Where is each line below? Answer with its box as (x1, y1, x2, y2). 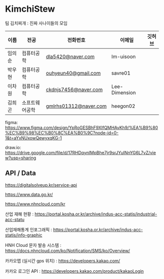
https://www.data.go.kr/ (5, 192, 53, 197)
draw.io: (5, 144, 21, 150)
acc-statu (5, 216, 25, 222)
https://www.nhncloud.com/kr (5, 201, 66, 207)
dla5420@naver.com (46, 53, 95, 60)
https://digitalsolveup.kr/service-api (5, 182, 77, 188)
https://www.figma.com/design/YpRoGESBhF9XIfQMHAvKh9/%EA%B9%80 (5, 125, 158, 130)
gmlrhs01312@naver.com (46, 103, 107, 109)
